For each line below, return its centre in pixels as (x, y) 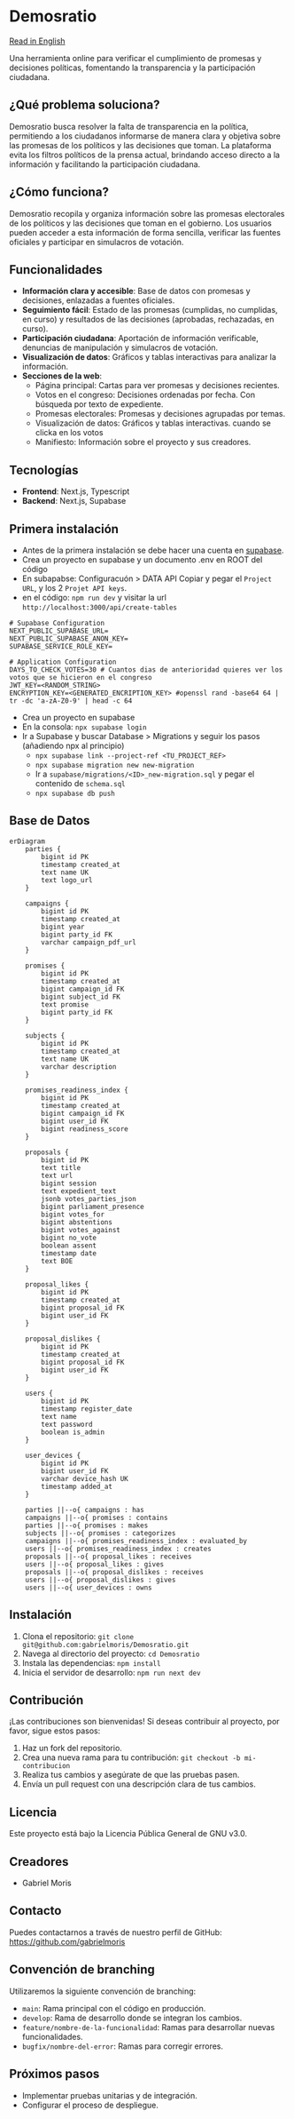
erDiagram (27, 841)
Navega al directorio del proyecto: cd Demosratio (111, 1653)
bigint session (69, 1183)
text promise (65, 1004)
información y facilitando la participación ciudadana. (105, 164)
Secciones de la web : (62, 376)
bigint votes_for (73, 1215)
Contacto (35, 1911)
